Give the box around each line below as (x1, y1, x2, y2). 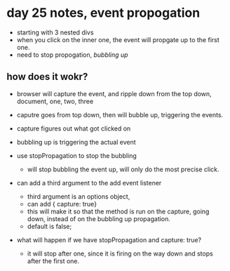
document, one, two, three (16, 97, 94, 105)
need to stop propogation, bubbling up (16, 51, 128, 59)
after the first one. (27, 256, 80, 265)
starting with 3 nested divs (16, 28, 94, 37)
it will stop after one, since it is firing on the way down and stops (27, 249, 213, 258)
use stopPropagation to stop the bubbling (16, 151, 137, 159)
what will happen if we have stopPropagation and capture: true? (16, 235, 202, 244)
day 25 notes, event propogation (6, 5, 201, 21)
